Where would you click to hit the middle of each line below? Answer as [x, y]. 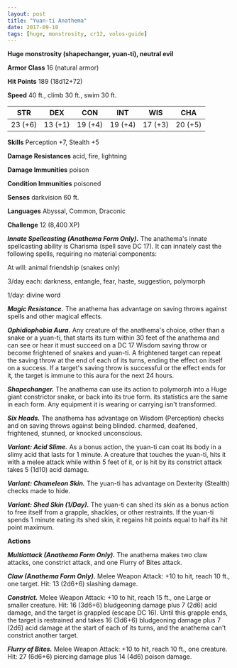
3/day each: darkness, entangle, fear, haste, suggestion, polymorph [106, 281]
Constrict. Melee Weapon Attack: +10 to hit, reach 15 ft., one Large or [109, 598]
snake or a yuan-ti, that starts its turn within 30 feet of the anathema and [114, 338]
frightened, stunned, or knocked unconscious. [75, 433]
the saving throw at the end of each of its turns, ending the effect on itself [115, 360]
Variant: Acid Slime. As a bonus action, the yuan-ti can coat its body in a [115, 447]
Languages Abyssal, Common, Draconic [67, 211]
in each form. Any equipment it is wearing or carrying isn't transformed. [112, 404]
